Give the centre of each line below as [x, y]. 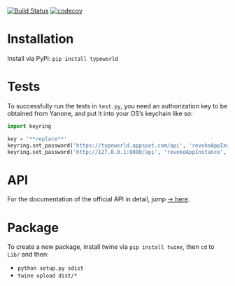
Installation [41, 39]
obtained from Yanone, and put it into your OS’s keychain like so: [100, 113]
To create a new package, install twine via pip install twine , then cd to [111, 247]
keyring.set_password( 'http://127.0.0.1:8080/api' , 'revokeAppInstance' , [117, 152]
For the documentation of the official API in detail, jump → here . [99, 199]
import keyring [29, 126]
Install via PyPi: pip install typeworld [63, 58]
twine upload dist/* [47, 276]
